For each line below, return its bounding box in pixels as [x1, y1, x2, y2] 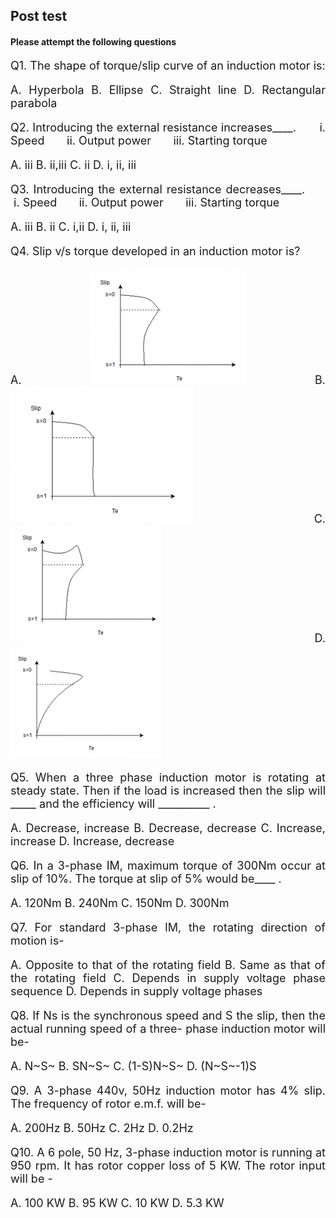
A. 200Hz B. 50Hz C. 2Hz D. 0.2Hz [10, 1120, 194, 1135]
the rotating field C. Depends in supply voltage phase [10, 970, 326, 985]
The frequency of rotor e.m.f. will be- [10, 1096, 207, 1111]
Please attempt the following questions [10, 35, 177, 48]
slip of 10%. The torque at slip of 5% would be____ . [10, 871, 282, 886]
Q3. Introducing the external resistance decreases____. [10, 182, 306, 196]
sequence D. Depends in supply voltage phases [10, 984, 263, 998]
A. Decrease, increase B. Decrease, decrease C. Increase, [10, 820, 326, 835]
